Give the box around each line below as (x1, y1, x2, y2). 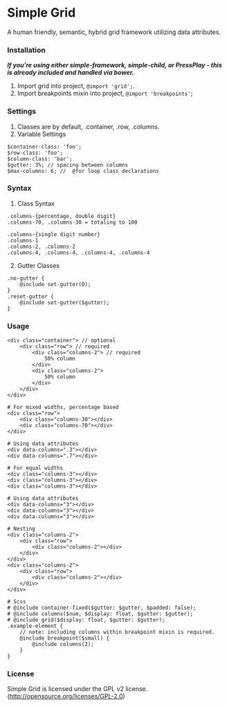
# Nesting (7, 526, 36, 533)
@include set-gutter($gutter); (19, 299, 110, 306)
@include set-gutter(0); (19, 281, 91, 288)
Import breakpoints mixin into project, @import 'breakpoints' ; (17, 89, 193, 98)
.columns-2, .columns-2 (7, 243, 76, 250)
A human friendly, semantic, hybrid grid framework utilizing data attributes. (7, 28, 221, 36)
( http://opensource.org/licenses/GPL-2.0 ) (7, 692, 126, 701)
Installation (7, 45, 46, 55)
